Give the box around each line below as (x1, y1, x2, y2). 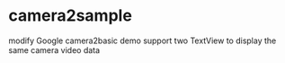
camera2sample (8, 5, 132, 26)
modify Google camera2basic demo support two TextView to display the (8, 35, 277, 46)
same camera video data (8, 44, 101, 55)
